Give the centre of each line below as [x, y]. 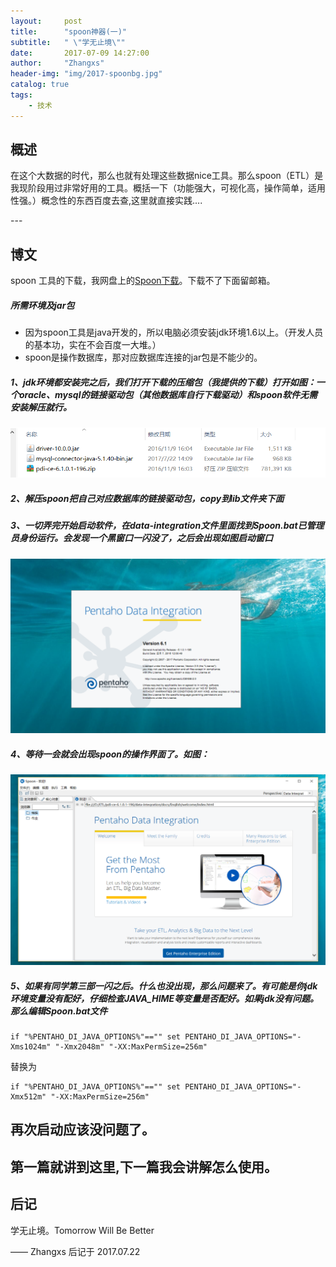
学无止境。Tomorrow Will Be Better [82, 1230]
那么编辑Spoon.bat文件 [59, 1011]
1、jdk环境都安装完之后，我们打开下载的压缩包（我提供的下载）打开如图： [163, 382]
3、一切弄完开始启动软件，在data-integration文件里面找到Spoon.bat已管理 [167, 526]
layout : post [46, 21]
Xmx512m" [28, 1096]
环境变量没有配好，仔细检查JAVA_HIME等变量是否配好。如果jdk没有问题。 [164, 998]
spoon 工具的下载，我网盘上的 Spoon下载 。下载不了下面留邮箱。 [143, 281]
